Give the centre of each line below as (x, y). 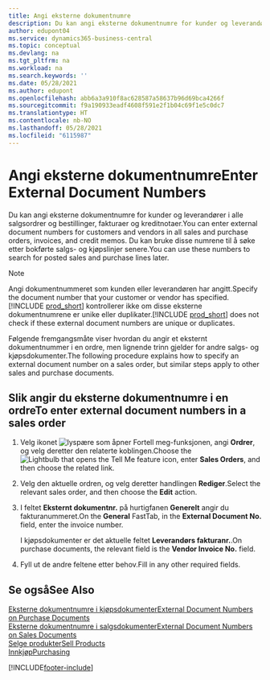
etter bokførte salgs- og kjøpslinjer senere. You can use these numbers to (129, 249)
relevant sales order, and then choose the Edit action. (108, 492)
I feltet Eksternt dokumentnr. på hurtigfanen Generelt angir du (124, 508)
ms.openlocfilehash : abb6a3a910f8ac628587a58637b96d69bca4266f (117, 98)
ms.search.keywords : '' (48, 76)
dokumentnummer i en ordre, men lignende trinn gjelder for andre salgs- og (134, 347)
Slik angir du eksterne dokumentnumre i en (119, 398)
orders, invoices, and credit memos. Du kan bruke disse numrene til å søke (132, 240)
